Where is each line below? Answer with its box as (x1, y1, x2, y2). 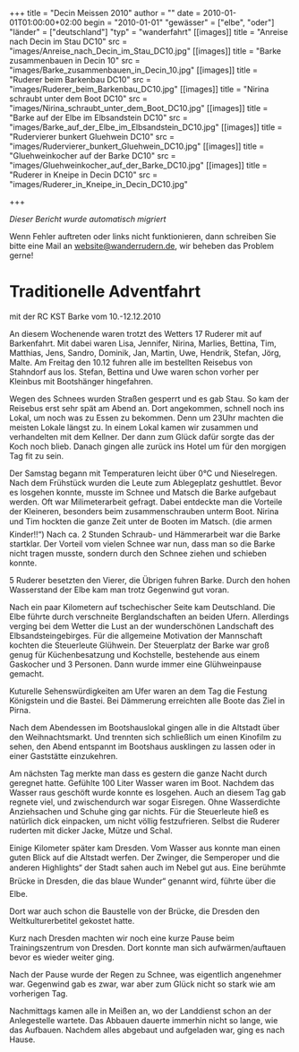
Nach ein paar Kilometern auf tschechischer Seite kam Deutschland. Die (9, 601, 276, 612)
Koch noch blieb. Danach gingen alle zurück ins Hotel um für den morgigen (9, 441, 286, 452)
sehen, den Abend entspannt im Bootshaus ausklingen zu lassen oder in (9, 741, 276, 752)
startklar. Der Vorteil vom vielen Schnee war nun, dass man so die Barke (9, 538, 276, 549)
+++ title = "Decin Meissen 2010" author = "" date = (9, 8, 201, 18)
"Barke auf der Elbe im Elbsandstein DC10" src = (9, 112, 188, 123)
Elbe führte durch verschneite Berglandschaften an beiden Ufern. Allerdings (9, 611, 289, 622)
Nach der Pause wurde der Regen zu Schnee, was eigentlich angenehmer (9, 969, 282, 979)
